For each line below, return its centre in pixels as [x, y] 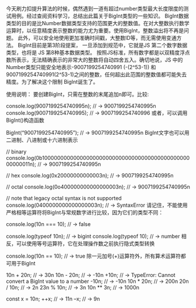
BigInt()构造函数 [25, 120]
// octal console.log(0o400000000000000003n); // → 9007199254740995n [98, 187]
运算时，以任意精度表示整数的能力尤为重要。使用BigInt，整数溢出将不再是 [95, 30]
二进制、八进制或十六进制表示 [42, 140]
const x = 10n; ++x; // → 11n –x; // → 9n [53, 299]
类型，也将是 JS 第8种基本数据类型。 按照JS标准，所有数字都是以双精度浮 [96, 52]
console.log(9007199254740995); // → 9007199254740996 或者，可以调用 [97, 113]
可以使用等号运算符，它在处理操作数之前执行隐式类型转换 [85, 244]
